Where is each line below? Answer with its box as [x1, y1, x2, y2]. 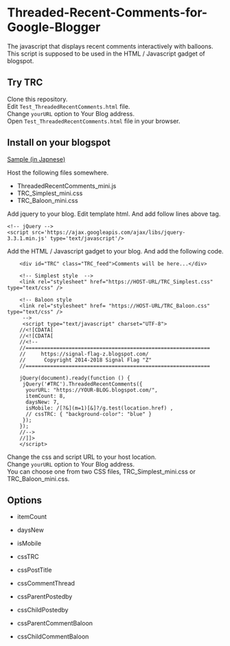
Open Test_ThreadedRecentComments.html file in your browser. [7, 117, 181, 125]
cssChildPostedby [16, 606, 69, 614]
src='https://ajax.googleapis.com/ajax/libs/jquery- [32, 229, 186, 236]
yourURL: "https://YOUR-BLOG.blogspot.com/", [25, 386, 158, 393]
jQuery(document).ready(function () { [19, 375, 130, 381]
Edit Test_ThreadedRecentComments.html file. [7, 102, 130, 111]
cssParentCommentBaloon [16, 619, 93, 627]
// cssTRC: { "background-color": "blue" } [25, 410, 152, 417]
